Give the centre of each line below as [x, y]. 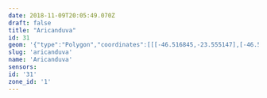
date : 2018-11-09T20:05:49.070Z [62, 15]
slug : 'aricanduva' [41, 52]
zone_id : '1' [30, 81]
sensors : [23, 67]
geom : [17, 45]
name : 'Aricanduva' [41, 60]
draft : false [30, 23]
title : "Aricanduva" [43, 30]
